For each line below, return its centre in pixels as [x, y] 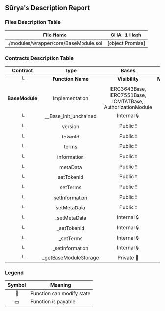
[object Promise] [126, 43]
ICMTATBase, [128, 101]
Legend [14, 272]
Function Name [71, 79]
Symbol [17, 285]
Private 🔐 [128, 257]
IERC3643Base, [128, 89]
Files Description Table [33, 22]
